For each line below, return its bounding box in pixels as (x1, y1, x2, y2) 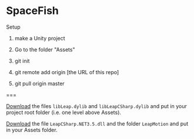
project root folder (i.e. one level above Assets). (6, 109, 122, 116)
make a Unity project (14, 34, 66, 41)
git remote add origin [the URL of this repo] (14, 68, 119, 75)
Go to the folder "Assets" (14, 46, 75, 53)
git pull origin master (14, 80, 65, 87)
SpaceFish (6, 4, 59, 18)
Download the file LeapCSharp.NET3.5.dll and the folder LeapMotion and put (6, 120, 189, 127)
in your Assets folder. (6, 126, 58, 133)
